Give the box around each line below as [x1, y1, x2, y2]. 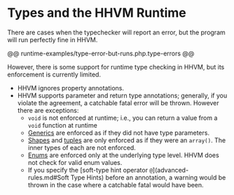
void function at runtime [27, 121, 98, 129]
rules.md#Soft [27, 173, 69, 182]
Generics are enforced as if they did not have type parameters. [27, 128, 210, 137]
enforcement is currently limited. [7, 70, 102, 79]
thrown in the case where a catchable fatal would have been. [27, 180, 205, 189]
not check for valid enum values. [27, 158, 123, 166]
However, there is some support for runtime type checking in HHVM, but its [7, 62, 225, 71]
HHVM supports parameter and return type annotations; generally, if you [17, 91, 228, 100]
